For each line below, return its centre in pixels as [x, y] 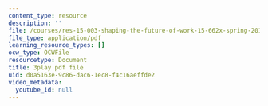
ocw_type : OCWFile [39, 53]
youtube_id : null [44, 90]
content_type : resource [48, 16]
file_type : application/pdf [55, 38]
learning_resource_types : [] [57, 45]
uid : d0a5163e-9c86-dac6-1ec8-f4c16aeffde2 [82, 75]
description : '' [35, 23]
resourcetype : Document [48, 61]
